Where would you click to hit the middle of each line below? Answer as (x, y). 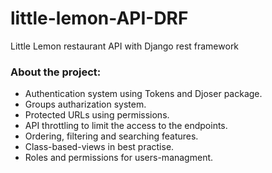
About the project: (56, 72)
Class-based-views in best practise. (99, 147)
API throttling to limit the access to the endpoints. (126, 126)
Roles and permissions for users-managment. (119, 158)
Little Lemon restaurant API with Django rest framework (125, 46)
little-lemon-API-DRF (99, 18)
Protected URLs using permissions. (97, 115)
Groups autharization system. (85, 104)
